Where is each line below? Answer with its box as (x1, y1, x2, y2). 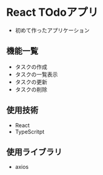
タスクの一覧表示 (15, 71, 58, 78)
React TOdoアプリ (6, 5, 99, 19)
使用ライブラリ (6, 147, 62, 157)
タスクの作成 (15, 63, 47, 70)
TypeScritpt (15, 128, 45, 135)
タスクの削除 (15, 86, 47, 93)
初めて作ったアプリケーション (15, 27, 90, 34)
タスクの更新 (15, 78, 47, 85)
